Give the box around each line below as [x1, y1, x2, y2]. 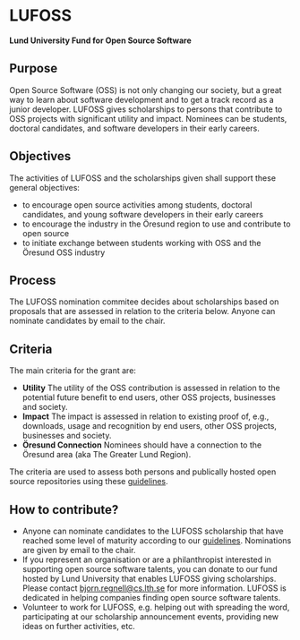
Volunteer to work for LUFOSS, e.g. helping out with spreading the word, [21, 602, 290, 612]
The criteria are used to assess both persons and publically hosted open [9, 466, 277, 477]
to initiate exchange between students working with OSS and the [21, 237, 261, 248]
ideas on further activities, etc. [21, 621, 136, 631]
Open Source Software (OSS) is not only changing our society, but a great [9, 84, 282, 95]
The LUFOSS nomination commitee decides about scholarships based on [9, 296, 279, 307]
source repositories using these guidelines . [9, 476, 168, 487]
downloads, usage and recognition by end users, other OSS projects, [21, 421, 278, 431]
